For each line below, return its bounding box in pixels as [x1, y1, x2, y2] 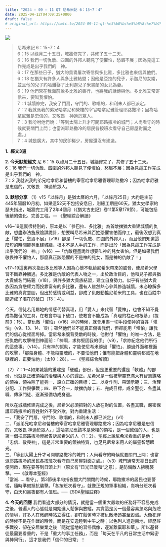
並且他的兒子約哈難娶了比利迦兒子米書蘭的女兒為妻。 [17, 82, 126, 88]
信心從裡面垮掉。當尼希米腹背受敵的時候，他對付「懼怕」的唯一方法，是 [13, 331, 161, 338]
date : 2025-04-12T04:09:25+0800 [5, 12, 72, 17]
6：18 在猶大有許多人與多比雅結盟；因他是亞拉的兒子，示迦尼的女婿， [17, 75, 160, 82]
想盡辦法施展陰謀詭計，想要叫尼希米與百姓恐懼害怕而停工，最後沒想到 [13, 229, 157, 236]
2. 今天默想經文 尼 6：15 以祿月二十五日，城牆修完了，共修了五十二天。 [5, 159, 151, 165]
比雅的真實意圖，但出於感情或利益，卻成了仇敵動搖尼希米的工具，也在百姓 [5, 290, 157, 296]
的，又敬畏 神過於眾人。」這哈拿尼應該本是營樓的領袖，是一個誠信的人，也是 [5, 427, 160, 433]
